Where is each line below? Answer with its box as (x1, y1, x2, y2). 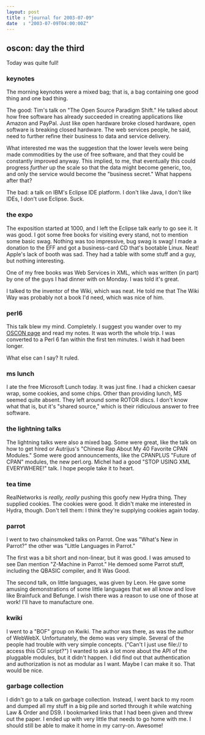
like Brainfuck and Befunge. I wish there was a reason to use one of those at (6, 592, 199, 599)
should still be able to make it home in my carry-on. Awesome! (6, 722, 163, 729)
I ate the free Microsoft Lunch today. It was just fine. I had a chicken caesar (6, 383, 196, 391)
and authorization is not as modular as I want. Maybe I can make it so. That (6, 660, 195, 667)
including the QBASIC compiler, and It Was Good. (6, 567, 130, 575)
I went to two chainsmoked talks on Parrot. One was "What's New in (6, 536, 179, 543)
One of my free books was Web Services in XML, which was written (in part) (6, 268, 199, 276)
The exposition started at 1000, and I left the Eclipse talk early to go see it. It (6, 224, 198, 232)
